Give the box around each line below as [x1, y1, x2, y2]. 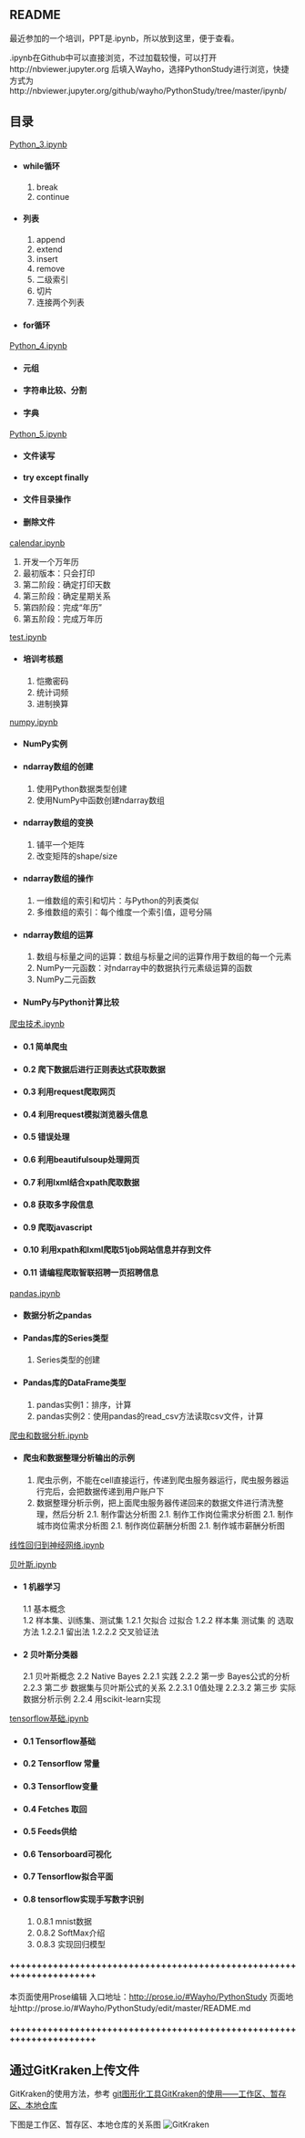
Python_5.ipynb [9, 428, 67, 439]
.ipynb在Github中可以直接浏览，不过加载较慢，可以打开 [9, 52, 217, 63]
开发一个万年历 [22, 556, 79, 567]
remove [36, 264, 66, 275]
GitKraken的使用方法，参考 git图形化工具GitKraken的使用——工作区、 [9, 2089, 271, 2100]
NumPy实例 [22, 738, 68, 749]
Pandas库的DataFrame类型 [22, 1377, 127, 1388]
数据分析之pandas [22, 1309, 93, 1321]
